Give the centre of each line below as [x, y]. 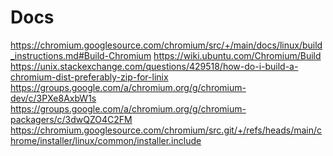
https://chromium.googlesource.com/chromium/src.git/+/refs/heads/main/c [166, 130]
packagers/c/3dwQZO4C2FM [71, 119]
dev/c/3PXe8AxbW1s [53, 98]
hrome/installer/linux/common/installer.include [106, 140]
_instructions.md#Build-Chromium [81, 55]
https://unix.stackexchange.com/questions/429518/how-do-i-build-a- [154, 66]
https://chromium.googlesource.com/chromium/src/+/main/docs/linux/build [166, 45]
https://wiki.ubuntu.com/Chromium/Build [237, 55]
